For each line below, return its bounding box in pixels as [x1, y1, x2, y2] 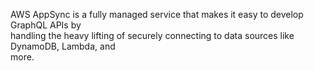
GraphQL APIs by [10, 19, 82, 31]
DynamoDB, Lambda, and [10, 40, 116, 52]
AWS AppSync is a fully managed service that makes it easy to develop [10, 9, 304, 20]
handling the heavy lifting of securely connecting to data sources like [10, 30, 295, 41]
